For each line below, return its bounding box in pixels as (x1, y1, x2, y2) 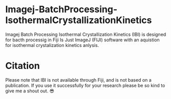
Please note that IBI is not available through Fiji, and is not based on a (5, 77, 152, 83)
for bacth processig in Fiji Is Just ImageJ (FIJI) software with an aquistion (5, 37, 160, 43)
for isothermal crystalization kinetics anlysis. (5, 42, 99, 48)
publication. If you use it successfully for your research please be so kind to (5, 82, 165, 88)
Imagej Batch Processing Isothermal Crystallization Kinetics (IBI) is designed (5, 31, 166, 37)
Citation (5, 60, 40, 72)
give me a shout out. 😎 (5, 88, 55, 94)
